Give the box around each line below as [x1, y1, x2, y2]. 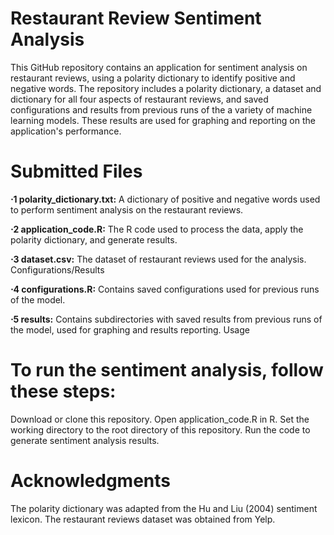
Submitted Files [10, 160, 143, 183]
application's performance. [10, 125, 122, 137]
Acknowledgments [10, 470, 172, 492]
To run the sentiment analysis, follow [10, 359, 324, 382]
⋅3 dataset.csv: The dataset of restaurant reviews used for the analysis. [10, 253, 307, 265]
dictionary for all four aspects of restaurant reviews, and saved [10, 93, 269, 105]
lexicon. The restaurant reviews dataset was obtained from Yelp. [10, 513, 276, 525]
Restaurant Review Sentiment [10, 7, 262, 30]
